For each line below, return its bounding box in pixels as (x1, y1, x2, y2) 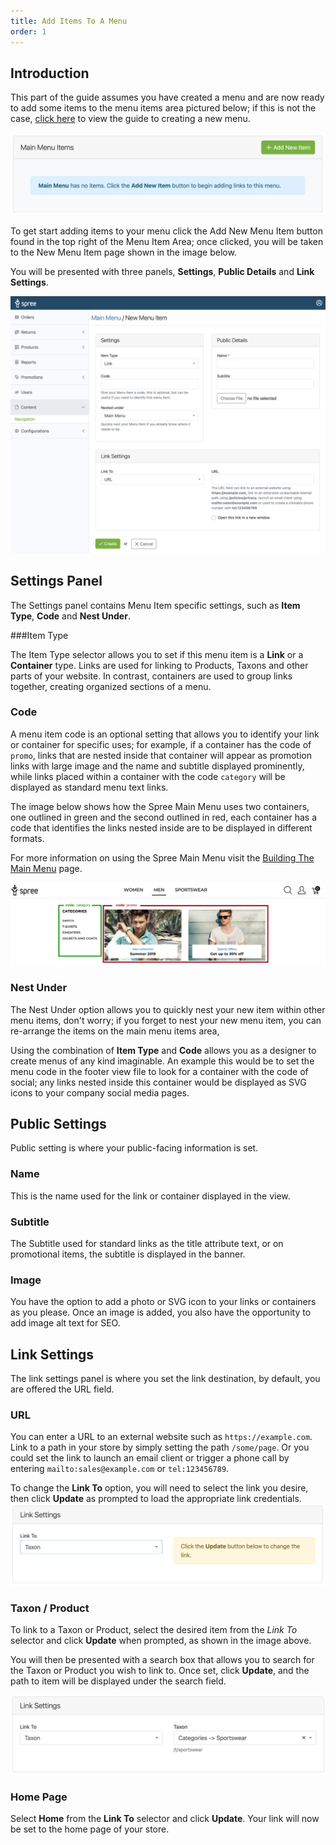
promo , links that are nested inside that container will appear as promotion (10, 749, 312, 761)
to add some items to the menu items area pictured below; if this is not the (10, 102, 317, 114)
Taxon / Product (10, 1601, 90, 1615)
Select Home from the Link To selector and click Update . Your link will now (10, 1813, 320, 1825)
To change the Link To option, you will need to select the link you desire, (10, 1482, 309, 1494)
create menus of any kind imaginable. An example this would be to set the (10, 1055, 315, 1067)
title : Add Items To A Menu (10, 16, 128, 26)
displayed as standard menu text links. (10, 781, 169, 793)
